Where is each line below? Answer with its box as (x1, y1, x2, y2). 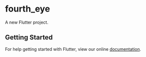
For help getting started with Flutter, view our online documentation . (5, 46, 141, 52)
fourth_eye (5, 3, 50, 14)
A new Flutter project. (5, 19, 49, 25)
